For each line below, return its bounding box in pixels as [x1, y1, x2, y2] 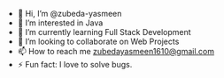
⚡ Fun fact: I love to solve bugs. [17, 60, 133, 69]
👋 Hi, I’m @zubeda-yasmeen [17, 9, 122, 18]
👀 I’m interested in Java [17, 18, 104, 28]
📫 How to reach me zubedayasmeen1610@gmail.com [17, 46, 215, 56]
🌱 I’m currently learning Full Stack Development [17, 27, 192, 37]
